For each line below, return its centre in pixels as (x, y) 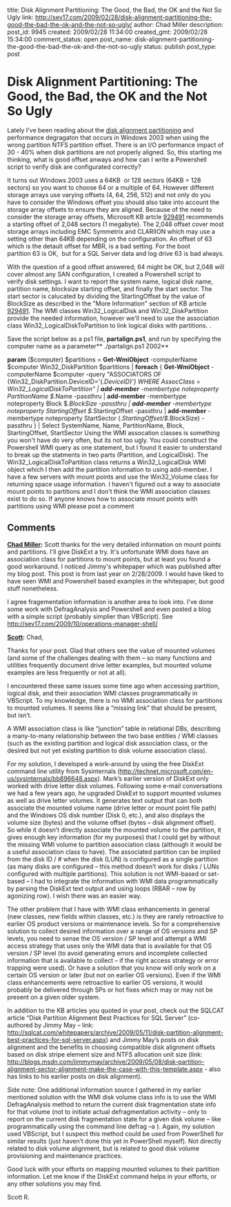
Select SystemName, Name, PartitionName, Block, (113, 425)
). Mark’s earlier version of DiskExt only (153, 778)
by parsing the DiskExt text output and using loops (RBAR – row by (102, 888)
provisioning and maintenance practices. (65, 1155)
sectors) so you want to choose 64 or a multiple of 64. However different (111, 187)
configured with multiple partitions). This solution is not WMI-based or (107, 874)
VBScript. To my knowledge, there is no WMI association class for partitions (115, 700)
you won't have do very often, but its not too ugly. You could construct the (113, 440)
